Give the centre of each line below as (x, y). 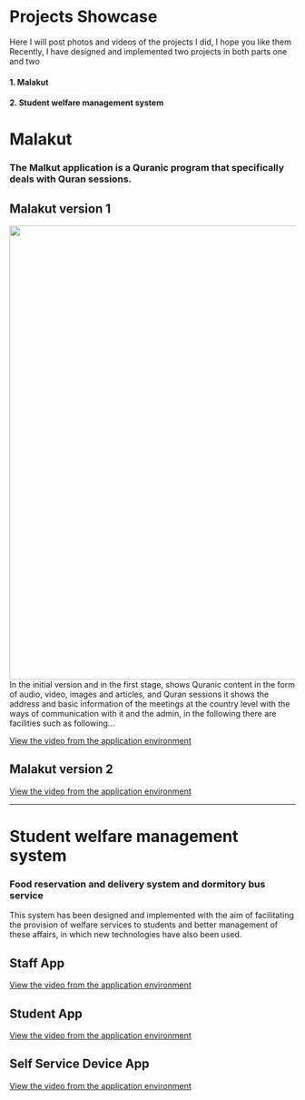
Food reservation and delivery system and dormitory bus (138, 884)
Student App (46, 1013)
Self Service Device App (79, 1064)
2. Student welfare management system (87, 103)
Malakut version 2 (61, 769)
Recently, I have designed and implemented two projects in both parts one (148, 51)
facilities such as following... (62, 723)
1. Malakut (29, 82)
